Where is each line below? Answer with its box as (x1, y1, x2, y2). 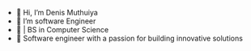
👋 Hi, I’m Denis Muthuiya (15, 8, 99, 17)
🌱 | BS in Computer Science (15, 25, 109, 34)
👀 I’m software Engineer (15, 16, 96, 26)
